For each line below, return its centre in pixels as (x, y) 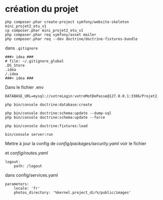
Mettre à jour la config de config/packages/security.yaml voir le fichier (76, 143)
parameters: (17, 184)
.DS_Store (15, 65)
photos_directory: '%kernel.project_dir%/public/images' (73, 192)
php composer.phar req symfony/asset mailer (51, 35)
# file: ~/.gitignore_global (34, 61)
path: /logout (28, 166)
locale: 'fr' (27, 188)
